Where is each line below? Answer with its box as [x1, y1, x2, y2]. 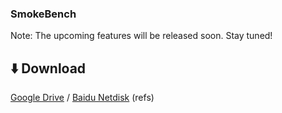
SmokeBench [10, 7, 77, 21]
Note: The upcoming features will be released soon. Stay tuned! [10, 30, 273, 42]
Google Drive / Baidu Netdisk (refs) [10, 92, 155, 104]
